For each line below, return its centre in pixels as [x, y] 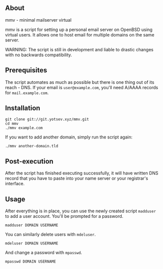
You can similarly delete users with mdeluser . [50, 235]
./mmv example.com [24, 128]
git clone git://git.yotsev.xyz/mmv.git [47, 119]
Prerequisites [26, 70]
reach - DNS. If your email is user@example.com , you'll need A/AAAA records [82, 87]
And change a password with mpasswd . [44, 253]
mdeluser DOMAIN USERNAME [32, 243]
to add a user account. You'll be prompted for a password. [64, 216]
